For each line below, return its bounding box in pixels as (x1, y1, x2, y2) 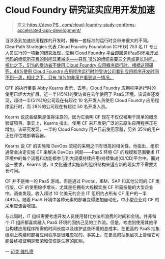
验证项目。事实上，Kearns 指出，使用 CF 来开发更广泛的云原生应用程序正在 (5, 120, 158, 126)
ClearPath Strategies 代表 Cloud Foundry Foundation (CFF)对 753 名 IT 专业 (5, 43, 158, 49)
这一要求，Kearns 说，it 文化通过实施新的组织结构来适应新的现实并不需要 (5, 161, 154, 167)
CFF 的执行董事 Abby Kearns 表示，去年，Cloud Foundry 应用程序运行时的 (5, 85, 156, 91)
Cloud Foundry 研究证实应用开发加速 (5, 4, 155, 16)
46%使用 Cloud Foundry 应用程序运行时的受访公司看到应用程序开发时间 (13, 68, 159, 74)
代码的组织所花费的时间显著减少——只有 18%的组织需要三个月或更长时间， (5, 56, 157, 62)
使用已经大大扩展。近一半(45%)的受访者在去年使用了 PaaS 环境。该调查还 (5, 91, 156, 97)
